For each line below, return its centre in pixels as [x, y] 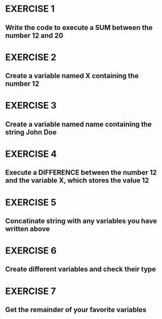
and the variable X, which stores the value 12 [77, 181]
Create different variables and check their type [80, 269]
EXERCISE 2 [31, 57]
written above [28, 229]
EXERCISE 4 [31, 154]
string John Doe [31, 132]
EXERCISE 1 [30, 9]
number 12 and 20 [34, 35]
